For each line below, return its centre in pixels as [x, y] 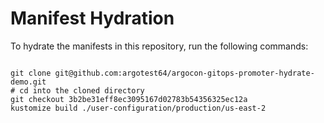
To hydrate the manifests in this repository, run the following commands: [159, 46]
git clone [31, 73]
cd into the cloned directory [82, 90]
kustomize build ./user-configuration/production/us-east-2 [138, 108]
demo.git [28, 82]
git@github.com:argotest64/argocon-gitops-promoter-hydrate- [184, 73]
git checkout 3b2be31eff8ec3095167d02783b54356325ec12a [129, 99]
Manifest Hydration [92, 18]
